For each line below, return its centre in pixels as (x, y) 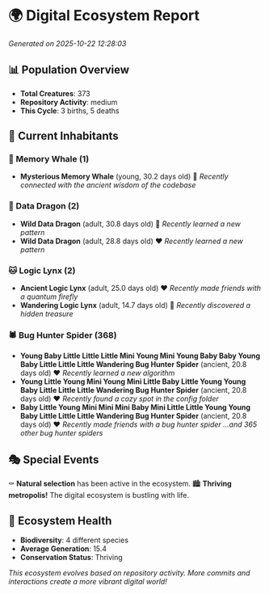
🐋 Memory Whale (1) (49, 159)
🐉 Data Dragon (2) (44, 206)
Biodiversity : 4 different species (74, 540)
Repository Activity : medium (69, 102)
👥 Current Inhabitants (63, 136)
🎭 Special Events (54, 459)
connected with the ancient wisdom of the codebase (108, 185)
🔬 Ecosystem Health (60, 521)
